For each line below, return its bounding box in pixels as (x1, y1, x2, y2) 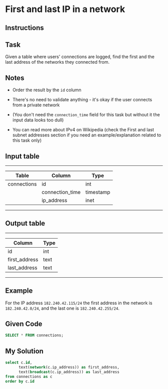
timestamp (85, 189, 110, 196)
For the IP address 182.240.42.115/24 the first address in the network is (5, 300, 152, 306)
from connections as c (5, 374, 52, 379)
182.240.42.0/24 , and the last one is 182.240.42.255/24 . (5, 305, 120, 311)
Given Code (5, 320, 42, 328)
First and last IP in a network (5, 4, 125, 15)
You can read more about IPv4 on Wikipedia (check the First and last (12, 127, 154, 133)
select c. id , (5, 360, 32, 365)
